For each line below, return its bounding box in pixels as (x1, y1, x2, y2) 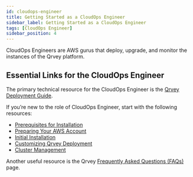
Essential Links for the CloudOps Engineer (6, 70, 165, 80)
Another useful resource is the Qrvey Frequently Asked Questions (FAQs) (6, 158, 184, 165)
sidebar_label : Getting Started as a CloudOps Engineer (6, 19, 146, 25)
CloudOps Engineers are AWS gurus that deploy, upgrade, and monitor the (6, 47, 188, 54)
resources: (6, 110, 32, 117)
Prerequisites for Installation (14, 121, 83, 128)
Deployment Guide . (6, 92, 53, 99)
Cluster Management (14, 146, 66, 153)
